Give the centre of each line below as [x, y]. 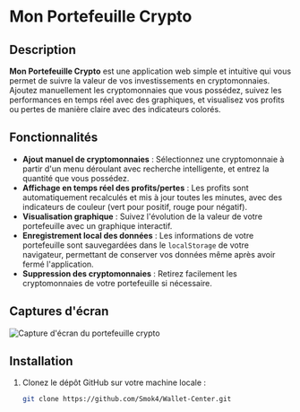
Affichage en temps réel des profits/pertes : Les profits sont [135, 188]
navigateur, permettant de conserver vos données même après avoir [149, 254]
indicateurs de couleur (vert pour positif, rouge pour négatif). [135, 206]
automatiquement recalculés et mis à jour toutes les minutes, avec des [152, 197]
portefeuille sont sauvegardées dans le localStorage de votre [135, 245]
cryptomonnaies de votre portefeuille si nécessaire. [117, 283]
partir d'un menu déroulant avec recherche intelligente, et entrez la [146, 169]
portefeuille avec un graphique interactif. [97, 225]
